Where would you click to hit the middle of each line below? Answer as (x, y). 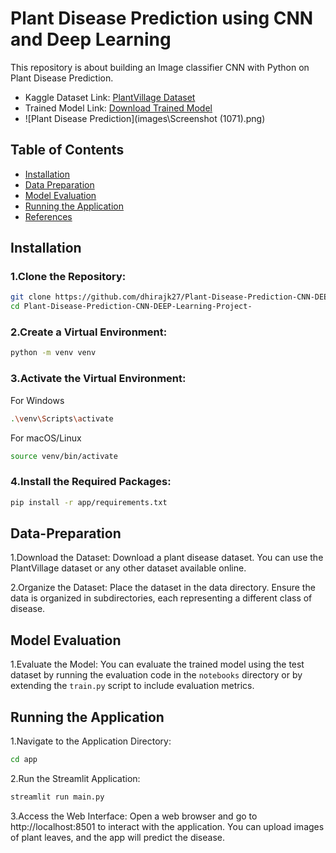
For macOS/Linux (46, 438)
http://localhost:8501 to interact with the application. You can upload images (167, 826)
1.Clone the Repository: (68, 277)
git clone (31, 297)
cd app (24, 760)
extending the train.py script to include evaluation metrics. (132, 686)
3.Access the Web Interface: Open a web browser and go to (134, 816)
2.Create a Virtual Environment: (89, 332)
